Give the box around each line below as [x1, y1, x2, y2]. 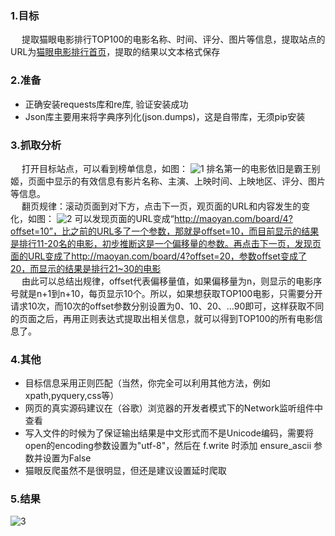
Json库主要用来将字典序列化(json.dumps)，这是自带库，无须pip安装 [24, 110, 306, 122]
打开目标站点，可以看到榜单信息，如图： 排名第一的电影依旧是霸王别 [21, 162, 321, 174]
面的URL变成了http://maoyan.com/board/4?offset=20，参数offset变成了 [10, 250, 307, 262]
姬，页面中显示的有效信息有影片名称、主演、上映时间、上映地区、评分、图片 [10, 175, 326, 187]
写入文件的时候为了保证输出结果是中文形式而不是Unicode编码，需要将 [24, 427, 315, 439]
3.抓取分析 [10, 138, 62, 152]
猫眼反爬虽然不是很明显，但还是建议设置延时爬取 [24, 465, 227, 477]
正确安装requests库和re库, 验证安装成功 [24, 98, 189, 110]
